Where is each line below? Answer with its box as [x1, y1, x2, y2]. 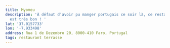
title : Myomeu [5, 7, 35, 12]
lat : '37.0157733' [5, 21, 44, 26]
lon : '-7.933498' [5, 26, 42, 31]
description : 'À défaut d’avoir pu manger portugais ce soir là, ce [5, 12, 153, 17]
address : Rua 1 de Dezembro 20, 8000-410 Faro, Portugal [5, 30, 128, 35]
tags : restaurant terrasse [5, 35, 62, 40]
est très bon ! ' [10, 16, 47, 21]
